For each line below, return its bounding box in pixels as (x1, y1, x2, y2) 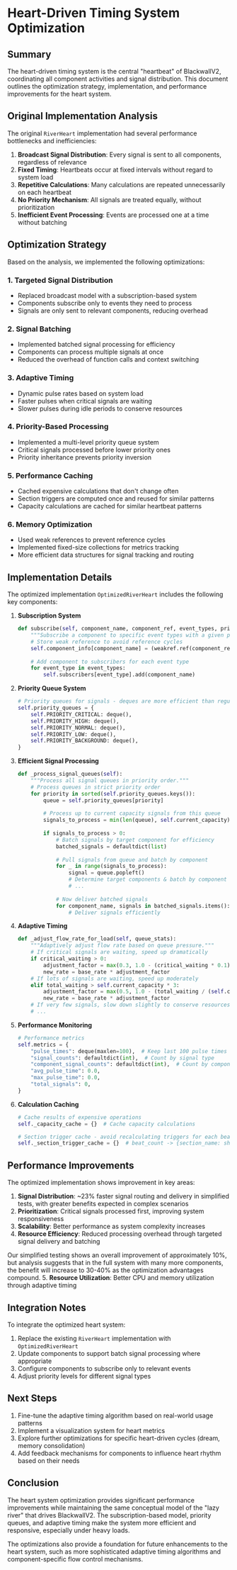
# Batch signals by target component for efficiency (55, 836, 214, 843)
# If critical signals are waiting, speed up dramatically (30, 949, 209, 956)
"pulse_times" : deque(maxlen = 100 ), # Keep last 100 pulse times (30, 1047, 228, 1054)
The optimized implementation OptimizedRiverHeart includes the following (7, 590, 224, 599)
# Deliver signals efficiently (68, 909, 161, 916)
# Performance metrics (17, 1034, 85, 1042)
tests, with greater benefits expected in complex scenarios (17, 1200, 189, 1208)
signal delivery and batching (17, 1237, 100, 1246)
